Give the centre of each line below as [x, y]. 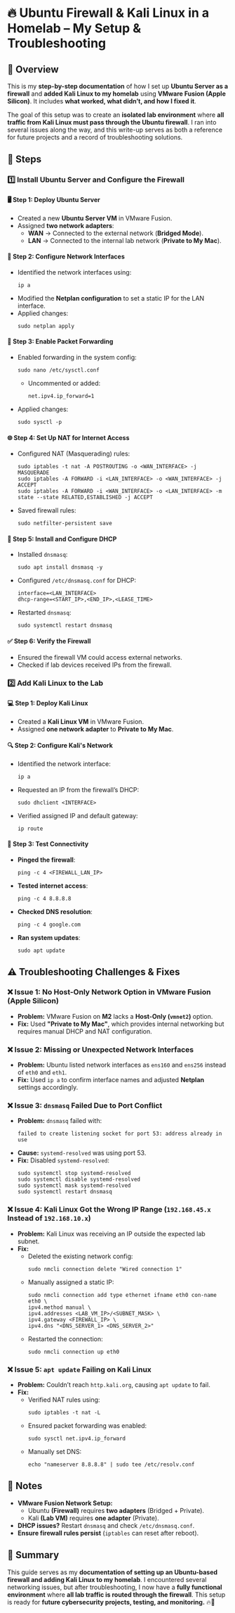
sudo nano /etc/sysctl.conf [58, 370]
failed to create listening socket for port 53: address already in [120, 1134]
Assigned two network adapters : [66, 225]
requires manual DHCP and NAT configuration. [85, 1031]
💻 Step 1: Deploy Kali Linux [48, 703]
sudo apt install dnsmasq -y [60, 567]
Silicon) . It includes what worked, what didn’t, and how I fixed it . [102, 101]
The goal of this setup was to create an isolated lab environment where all [116, 115]
